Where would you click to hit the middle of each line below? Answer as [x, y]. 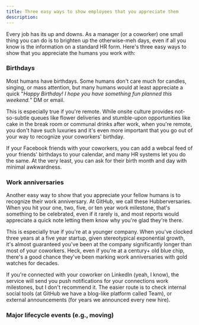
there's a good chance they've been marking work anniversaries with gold [97, 257]
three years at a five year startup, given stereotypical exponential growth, [96, 238]
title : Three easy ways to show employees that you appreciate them [92, 12]
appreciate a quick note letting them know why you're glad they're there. [95, 220]
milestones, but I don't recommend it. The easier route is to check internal [96, 287]
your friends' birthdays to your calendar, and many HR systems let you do [96, 154]
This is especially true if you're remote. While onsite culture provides [90, 111]
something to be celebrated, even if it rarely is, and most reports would [93, 214]
